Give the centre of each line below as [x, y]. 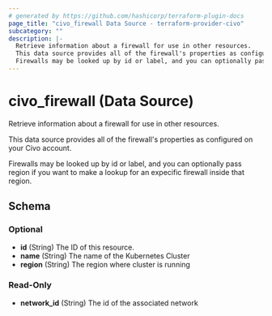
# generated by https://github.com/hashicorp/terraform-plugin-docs [126, 16]
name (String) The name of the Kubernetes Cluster [105, 255]
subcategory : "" [36, 31]
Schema [30, 206]
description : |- [36, 38]
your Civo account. [40, 147]
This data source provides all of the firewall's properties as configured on [131, 139]
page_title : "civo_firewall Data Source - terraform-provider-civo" [126, 23]
